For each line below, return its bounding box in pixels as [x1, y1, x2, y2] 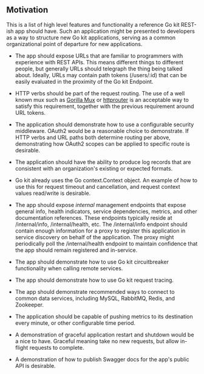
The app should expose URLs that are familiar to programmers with [15, 52, 183, 59]
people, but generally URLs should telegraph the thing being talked [15, 65, 183, 72]
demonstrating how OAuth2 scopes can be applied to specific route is [15, 140, 190, 148]
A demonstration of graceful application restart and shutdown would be [15, 331, 194, 338]
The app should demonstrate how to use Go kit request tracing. [15, 276, 174, 284]
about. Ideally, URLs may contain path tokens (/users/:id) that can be [15, 71, 187, 78]
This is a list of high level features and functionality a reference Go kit [6, 21, 180, 28]
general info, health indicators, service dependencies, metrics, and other [15, 208, 197, 215]
